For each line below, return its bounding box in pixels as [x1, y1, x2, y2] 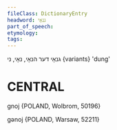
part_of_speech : [7, 23, 54, 30]
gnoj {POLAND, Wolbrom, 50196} [7, 102, 101, 111]
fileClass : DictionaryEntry [7, 10, 88, 17]
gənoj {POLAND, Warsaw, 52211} [7, 115, 100, 124]
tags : [7, 36, 23, 43]
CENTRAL [7, 79, 65, 95]
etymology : [7, 29, 39, 37]
